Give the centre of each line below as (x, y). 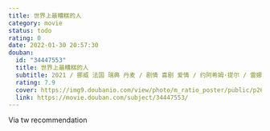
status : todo (30, 30)
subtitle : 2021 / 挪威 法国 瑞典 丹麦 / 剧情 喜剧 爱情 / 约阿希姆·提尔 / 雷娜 (139, 75)
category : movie (35, 23)
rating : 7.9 (36, 82)
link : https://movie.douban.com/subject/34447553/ (102, 97)
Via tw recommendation (48, 120)
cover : (27, 90)
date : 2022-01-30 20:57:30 (53, 46)
